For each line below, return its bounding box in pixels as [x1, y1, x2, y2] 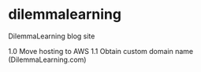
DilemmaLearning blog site [8, 31, 95, 41]
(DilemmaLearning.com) [8, 55, 87, 64]
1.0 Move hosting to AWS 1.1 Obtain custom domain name [8, 46, 194, 56]
